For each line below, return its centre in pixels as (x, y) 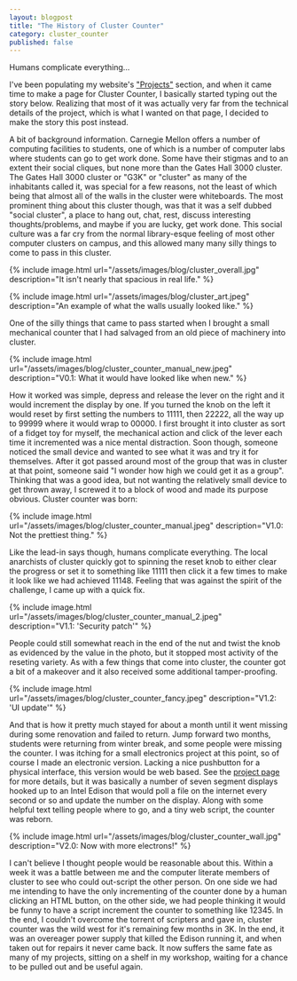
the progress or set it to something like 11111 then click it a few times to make (148, 571)
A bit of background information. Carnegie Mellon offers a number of (135, 139)
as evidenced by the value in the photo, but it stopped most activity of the (144, 653)
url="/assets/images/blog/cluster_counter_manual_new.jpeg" (121, 368)
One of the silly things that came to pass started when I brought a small (140, 323)
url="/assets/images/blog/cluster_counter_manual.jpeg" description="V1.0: (146, 526)
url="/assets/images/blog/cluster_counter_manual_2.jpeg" (116, 617)
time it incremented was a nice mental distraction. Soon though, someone (144, 443)
